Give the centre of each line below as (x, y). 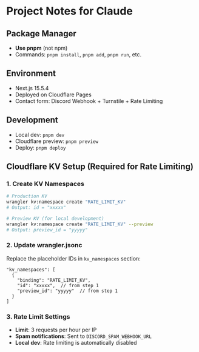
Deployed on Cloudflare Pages (53, 95)
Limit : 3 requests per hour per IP (56, 330)
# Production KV (27, 196)
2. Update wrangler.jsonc (44, 245)
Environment (31, 74)
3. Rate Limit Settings (38, 316)
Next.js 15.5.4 (32, 88)
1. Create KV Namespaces (46, 184)
